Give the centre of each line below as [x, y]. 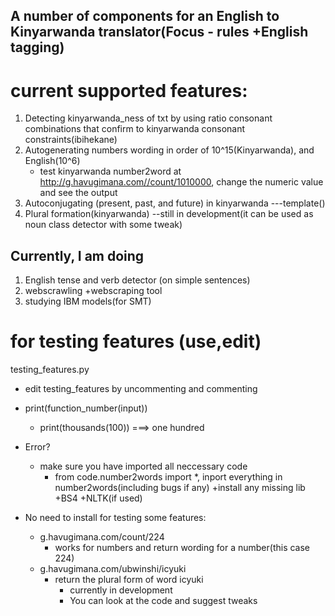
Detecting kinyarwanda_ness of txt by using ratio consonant [148, 118]
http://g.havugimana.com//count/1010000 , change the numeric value [181, 182]
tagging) [37, 47]
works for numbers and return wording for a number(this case [182, 548]
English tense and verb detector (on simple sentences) [137, 280]
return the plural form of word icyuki [129, 580]
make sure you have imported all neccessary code [143, 466]
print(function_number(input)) [86, 408]
